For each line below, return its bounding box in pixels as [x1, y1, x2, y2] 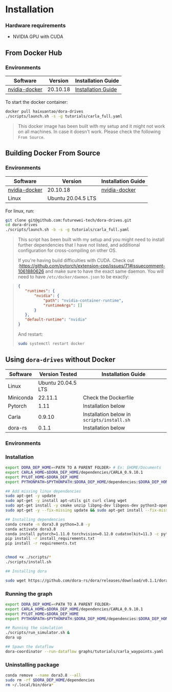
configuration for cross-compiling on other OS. [17, 248, 117, 254]
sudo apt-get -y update [5, 493, 56, 499]
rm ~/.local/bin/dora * [5, 682, 54, 687]
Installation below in [82, 410, 131, 418]
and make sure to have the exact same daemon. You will [45, 268, 164, 274]
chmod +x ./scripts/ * [5, 555, 52, 560]
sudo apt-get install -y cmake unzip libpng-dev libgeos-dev [5, 503, 139, 508]
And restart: [17, 331, 44, 338]
